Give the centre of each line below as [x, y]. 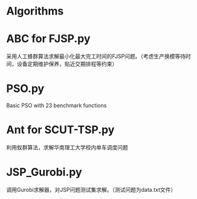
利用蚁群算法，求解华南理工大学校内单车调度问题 [67, 147]
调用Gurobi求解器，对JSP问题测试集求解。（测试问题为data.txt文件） [91, 189]
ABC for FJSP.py [48, 39]
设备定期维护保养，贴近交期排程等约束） [67, 64]
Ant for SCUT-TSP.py [60, 130]
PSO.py [25, 89]
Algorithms [35, 11]
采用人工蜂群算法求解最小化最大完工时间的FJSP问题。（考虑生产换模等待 [96, 56]
